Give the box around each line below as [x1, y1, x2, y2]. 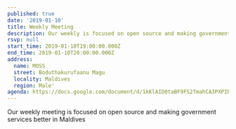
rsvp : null [7, 36, 39, 43]
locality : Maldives [13, 75, 71, 83]
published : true [7, 10, 55, 18]
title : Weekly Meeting [7, 23, 74, 30]
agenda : [7, 88, 30, 95]
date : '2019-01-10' [7, 17, 65, 24]
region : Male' [13, 82, 55, 89]
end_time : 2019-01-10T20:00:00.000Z [7, 50, 114, 57]
